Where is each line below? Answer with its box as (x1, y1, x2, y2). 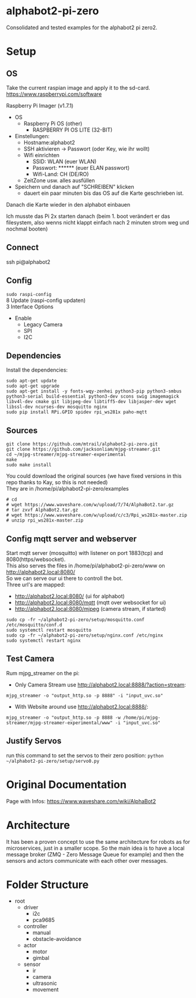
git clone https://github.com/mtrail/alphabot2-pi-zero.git (6, 441, 159, 447)
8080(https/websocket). (6, 556, 66, 563)
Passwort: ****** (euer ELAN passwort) (32, 164, 129, 171)
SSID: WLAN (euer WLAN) (32, 158, 97, 165)
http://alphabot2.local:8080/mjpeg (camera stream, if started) (14, 606, 166, 612)
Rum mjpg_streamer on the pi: (6, 669, 80, 676)
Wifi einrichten (23, 151, 60, 158)
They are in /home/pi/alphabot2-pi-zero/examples (6, 485, 129, 492)
